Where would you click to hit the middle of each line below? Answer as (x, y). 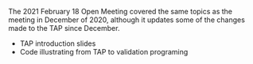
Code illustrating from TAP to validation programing (104, 52)
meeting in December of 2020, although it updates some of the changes (127, 20)
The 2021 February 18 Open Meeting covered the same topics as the (121, 11)
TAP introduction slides (58, 43)
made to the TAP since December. (64, 28)
